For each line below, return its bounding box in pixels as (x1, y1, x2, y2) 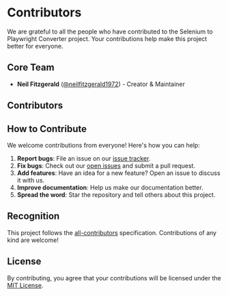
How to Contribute (7, 123, 87, 135)
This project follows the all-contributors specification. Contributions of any (7, 228, 217, 237)
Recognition (7, 211, 60, 222)
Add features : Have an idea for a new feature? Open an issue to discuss (16, 169, 220, 177)
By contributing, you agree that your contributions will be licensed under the (7, 273, 222, 282)
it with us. (16, 176, 45, 184)
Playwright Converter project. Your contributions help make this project (7, 34, 208, 42)
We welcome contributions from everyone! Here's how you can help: (7, 141, 200, 149)
